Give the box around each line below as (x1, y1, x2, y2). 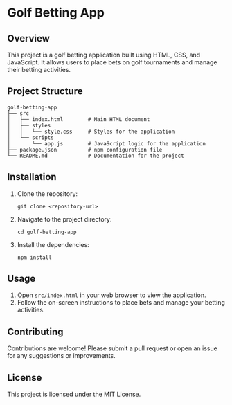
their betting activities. (7, 66, 71, 73)
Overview (7, 33, 51, 44)
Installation (7, 171, 57, 183)
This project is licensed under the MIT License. (7, 390, 141, 399)
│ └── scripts (7, 134, 54, 141)
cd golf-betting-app (17, 228, 77, 235)
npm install (17, 254, 52, 261)
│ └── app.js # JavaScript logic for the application (7, 140, 206, 147)
